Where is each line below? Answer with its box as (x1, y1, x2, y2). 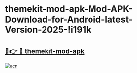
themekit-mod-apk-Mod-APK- (5, 3, 133, 15)
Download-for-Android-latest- (5, 14, 133, 25)
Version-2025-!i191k (5, 24, 91, 35)
